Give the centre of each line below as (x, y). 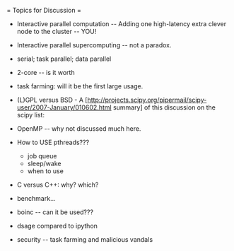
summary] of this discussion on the (164, 107)
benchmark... (36, 198)
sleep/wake (44, 163)
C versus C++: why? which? (58, 185)
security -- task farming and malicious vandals (85, 239)
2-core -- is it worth (46, 72)
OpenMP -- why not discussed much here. (79, 129)
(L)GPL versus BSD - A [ (52, 100)
